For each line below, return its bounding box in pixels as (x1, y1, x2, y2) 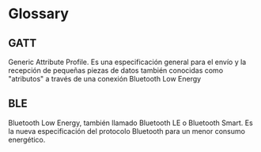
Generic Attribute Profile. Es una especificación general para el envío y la (8, 57, 247, 66)
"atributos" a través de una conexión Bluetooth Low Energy (8, 74, 202, 83)
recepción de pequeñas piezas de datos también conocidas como (8, 66, 224, 75)
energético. (8, 135, 46, 144)
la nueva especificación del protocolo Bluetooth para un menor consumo (8, 126, 245, 135)
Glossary (8, 5, 70, 23)
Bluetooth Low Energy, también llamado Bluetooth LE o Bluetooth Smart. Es (8, 118, 253, 127)
